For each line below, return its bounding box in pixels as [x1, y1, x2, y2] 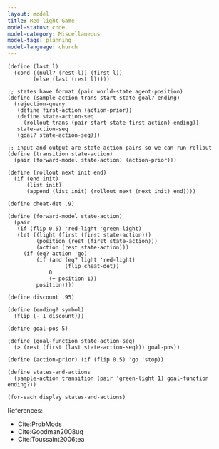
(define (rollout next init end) [7, 169, 107, 176]
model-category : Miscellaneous [7, 30, 101, 38]
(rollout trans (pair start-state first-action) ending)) [23, 119, 200, 126]
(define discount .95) [7, 294, 75, 301]
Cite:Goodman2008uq [17, 428, 83, 435]
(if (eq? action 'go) [23, 250, 88, 257]
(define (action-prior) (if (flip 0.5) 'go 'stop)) [7, 356, 164, 363]
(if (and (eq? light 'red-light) [36, 257, 136, 264]
